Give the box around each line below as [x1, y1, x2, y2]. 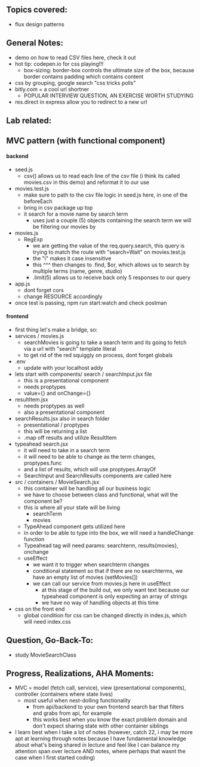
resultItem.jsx [14, 395, 49, 403]
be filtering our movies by [32, 223, 96, 230]
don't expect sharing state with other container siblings [32, 722, 169, 729]
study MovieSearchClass [14, 651, 76, 658]
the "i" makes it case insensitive [32, 254, 112, 262]
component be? [23, 497, 63, 504]
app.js [14, 280, 30, 287]
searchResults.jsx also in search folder [14, 415, 110, 422]
